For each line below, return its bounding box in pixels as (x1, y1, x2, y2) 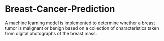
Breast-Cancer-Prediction (5, 3, 115, 15)
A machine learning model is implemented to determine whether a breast (5, 20, 155, 26)
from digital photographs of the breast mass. (5, 30, 97, 36)
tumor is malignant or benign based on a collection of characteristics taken (5, 25, 159, 31)
